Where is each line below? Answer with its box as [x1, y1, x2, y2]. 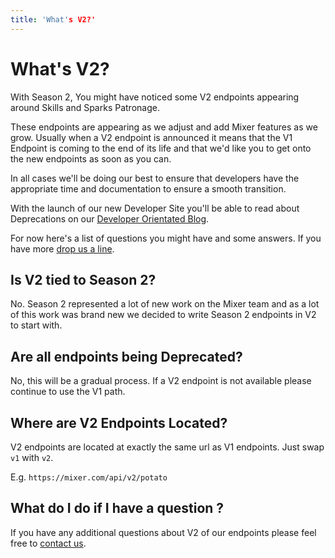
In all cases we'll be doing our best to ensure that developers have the [10, 172, 300, 184]
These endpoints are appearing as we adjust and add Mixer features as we [10, 121, 318, 133]
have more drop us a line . [10, 242, 115, 255]
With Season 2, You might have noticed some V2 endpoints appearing [10, 91, 300, 103]
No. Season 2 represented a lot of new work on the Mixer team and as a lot [10, 298, 320, 310]
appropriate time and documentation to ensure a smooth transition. [10, 182, 287, 195]
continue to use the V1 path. [10, 386, 126, 398]
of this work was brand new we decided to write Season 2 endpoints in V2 [10, 309, 317, 321]
